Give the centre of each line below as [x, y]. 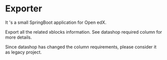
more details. [19, 37]
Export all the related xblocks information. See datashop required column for [84, 32]
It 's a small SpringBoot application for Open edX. [56, 22]
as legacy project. [23, 52]
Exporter [24, 9]
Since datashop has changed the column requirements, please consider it [81, 47]
